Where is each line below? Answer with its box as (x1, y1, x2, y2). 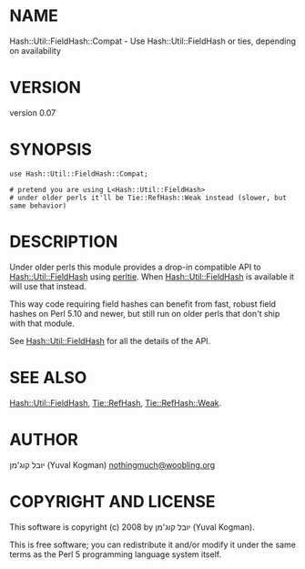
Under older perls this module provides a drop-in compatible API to (9, 261, 261, 272)
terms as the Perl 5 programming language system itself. (9, 548, 221, 560)
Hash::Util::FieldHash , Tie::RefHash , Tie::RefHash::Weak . (9, 397, 222, 408)
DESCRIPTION (9, 231, 118, 251)
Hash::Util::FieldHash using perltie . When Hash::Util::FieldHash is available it (9, 270, 294, 282)
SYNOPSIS (9, 139, 93, 160)
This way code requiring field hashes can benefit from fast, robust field (9, 298, 276, 310)
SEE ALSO (9, 367, 87, 388)
